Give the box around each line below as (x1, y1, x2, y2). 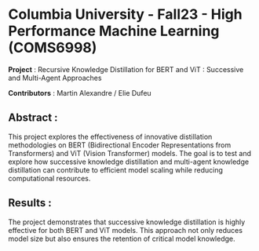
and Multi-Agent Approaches (8, 73, 102, 82)
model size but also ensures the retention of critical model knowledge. (8, 234, 235, 243)
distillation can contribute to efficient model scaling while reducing (8, 165, 224, 174)
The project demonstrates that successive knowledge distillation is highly (8, 217, 246, 227)
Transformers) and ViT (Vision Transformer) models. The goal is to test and (8, 148, 252, 158)
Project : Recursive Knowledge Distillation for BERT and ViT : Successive (8, 64, 244, 74)
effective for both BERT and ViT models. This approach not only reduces (8, 225, 243, 235)
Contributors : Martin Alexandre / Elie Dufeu (8, 88, 151, 97)
